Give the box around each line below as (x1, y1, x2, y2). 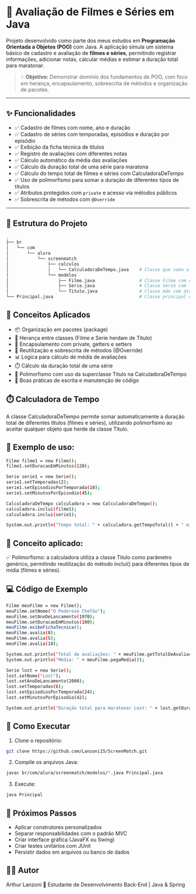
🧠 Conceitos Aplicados (6, 310, 90, 320)
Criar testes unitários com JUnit (14, 843, 92, 849)
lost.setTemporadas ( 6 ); (6, 684, 64, 690)
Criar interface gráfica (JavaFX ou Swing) (14, 836, 115, 843)
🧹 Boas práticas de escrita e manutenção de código (14, 377, 139, 384)
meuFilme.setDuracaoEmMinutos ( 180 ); (6, 619, 95, 625)
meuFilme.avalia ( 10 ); (6, 641, 59, 647)
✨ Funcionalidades (6, 108, 76, 119)
